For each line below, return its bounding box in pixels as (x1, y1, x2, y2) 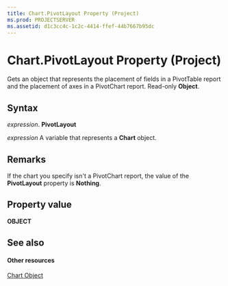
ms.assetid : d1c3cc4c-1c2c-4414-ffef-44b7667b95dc (7, 23, 155, 29)
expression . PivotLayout (7, 121, 77, 129)
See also (7, 237, 45, 249)
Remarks (7, 154, 47, 165)
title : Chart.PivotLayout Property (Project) (7, 10, 139, 17)
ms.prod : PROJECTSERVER (7, 16, 75, 23)
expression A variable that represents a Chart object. (7, 134, 157, 142)
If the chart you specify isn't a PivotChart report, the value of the (7, 171, 190, 180)
